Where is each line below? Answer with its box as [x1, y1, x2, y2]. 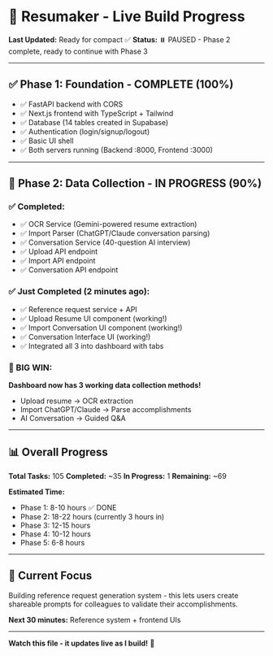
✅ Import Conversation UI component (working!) [19, 323, 183, 332]
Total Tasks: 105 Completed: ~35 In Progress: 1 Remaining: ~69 [8, 471, 227, 480]
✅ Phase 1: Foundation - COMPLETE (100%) [8, 77, 234, 92]
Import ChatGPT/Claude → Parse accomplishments [19, 405, 192, 415]
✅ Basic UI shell [19, 136, 75, 146]
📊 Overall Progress [8, 445, 108, 459]
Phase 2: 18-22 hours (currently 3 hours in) [19, 511, 165, 521]
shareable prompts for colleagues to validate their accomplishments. [8, 599, 238, 609]
